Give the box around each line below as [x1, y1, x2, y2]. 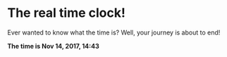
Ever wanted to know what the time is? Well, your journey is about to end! [7, 28, 221, 37]
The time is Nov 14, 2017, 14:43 [7, 42, 100, 50]
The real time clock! [7, 5, 125, 21]
